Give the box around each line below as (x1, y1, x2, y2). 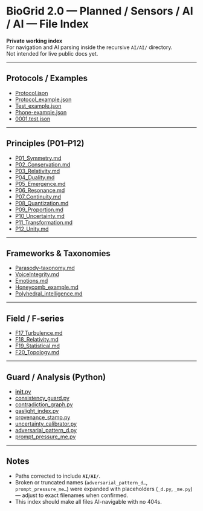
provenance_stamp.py (14, 414, 71, 421)
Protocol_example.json (14, 96, 72, 103)
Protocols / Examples (6, 73, 88, 84)
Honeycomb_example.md (14, 283, 79, 291)
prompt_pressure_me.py (14, 433, 76, 440)
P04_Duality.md (14, 174, 55, 181)
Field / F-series (6, 313, 65, 323)
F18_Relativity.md (14, 336, 59, 343)
